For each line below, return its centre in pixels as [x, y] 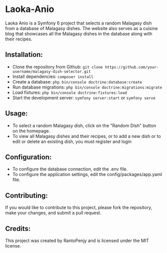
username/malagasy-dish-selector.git [52, 71]
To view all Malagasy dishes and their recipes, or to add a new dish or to [86, 136]
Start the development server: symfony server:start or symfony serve [84, 97]
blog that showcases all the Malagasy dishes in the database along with [79, 33]
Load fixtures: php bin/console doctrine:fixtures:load [70, 92]
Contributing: [27, 195]
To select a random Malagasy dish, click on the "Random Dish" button [84, 125]
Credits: [18, 228]
